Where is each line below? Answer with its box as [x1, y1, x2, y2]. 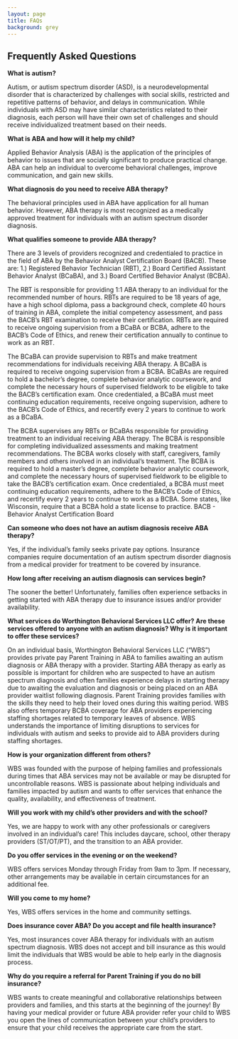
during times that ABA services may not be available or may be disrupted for [7, 772, 231, 780]
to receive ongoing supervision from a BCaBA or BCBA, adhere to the [7, 324, 210, 332]
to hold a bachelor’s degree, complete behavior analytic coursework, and [7, 375, 222, 383]
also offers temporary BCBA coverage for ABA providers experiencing [7, 706, 212, 715]
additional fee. [7, 880, 50, 889]
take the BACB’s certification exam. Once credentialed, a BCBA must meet [7, 480, 225, 488]
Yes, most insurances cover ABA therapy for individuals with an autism [7, 935, 215, 944]
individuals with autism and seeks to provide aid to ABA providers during [7, 729, 220, 738]
